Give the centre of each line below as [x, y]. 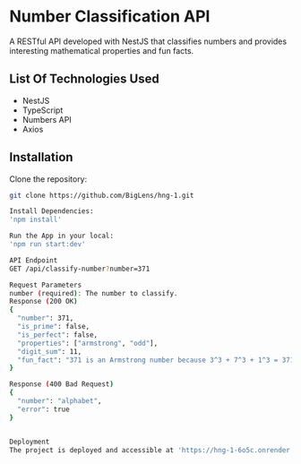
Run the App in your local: [62, 236]
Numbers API [47, 119]
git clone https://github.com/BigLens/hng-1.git [102, 195]
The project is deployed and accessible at [92, 450]
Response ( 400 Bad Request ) [62, 384]
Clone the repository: [48, 179]
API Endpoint [34, 260]
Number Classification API [110, 17]
